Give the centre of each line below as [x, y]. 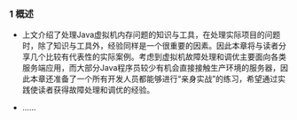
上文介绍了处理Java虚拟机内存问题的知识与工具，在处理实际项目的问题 [151, 35]
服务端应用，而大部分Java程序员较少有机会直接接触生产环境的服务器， [151, 68]
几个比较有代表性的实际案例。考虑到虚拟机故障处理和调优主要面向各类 [158, 57]
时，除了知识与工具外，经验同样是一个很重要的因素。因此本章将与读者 [150, 46]
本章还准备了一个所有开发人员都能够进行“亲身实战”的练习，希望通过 [154, 79]
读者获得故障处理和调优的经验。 [96, 90]
